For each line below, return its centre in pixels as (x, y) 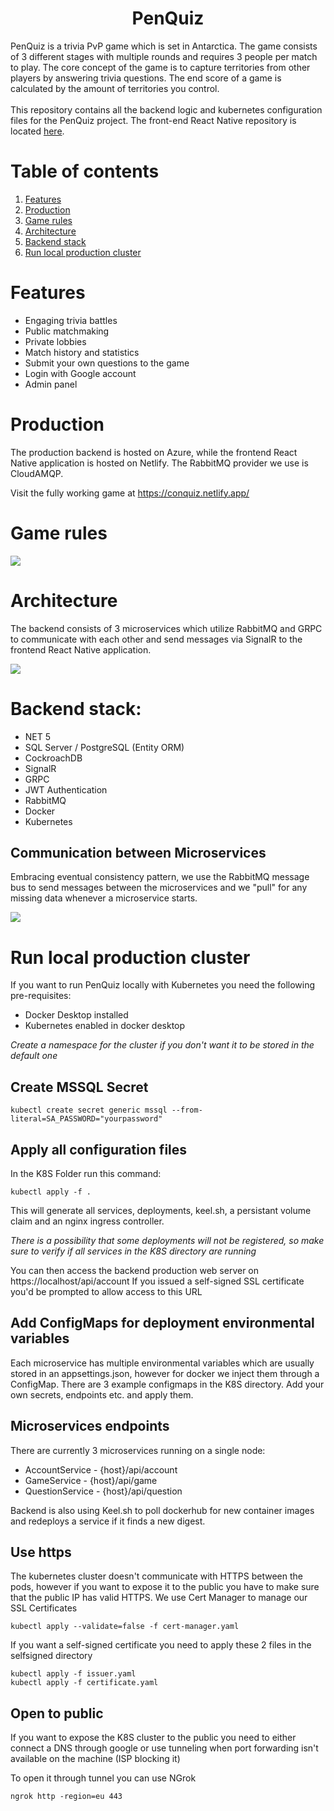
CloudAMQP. (37, 473)
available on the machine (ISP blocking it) (95, 1759)
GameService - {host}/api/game (91, 1480)
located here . (37, 131)
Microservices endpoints (90, 1426)
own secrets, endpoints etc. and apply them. (102, 1394)
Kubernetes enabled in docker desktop (105, 1026)
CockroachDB (53, 758)
